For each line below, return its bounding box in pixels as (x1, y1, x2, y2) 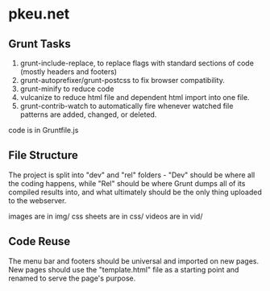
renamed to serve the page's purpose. (8, 273, 136, 283)
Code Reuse (8, 235, 71, 248)
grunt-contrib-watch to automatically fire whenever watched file (19, 102, 234, 110)
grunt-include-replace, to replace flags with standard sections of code (19, 58, 254, 68)
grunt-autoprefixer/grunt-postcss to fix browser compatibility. (19, 76, 226, 85)
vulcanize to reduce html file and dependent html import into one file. (19, 93, 250, 102)
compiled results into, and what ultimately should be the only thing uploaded (8, 187, 262, 197)
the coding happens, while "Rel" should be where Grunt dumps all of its (8, 178, 246, 188)
